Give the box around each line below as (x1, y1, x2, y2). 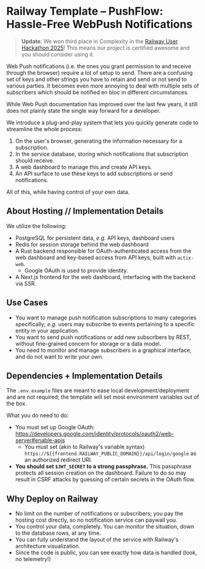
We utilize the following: (6, 222, 67, 229)
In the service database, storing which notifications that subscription (15, 150, 188, 158)
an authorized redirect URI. (24, 456, 93, 464)
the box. (6, 400, 28, 407)
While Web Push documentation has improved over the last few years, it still (6, 100, 198, 108)
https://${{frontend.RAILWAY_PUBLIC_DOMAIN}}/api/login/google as (24, 449, 197, 457)
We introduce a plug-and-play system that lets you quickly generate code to (6, 118, 199, 126)
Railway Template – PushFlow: (6, 4, 163, 18)
